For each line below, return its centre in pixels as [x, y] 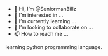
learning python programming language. [54, 47]
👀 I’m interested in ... [39, 15]
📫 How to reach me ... [41, 34]
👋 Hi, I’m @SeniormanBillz [45, 9]
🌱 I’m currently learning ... [45, 21]
